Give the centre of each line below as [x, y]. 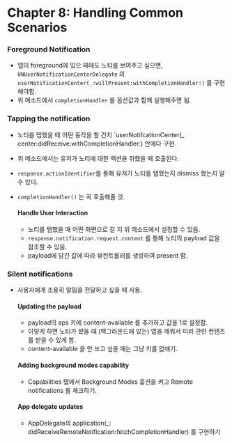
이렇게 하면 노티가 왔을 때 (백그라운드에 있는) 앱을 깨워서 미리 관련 [117, 332]
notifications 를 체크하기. [62, 390]
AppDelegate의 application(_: [69, 423]
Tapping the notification [49, 118]
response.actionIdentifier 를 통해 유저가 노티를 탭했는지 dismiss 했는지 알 [121, 173]
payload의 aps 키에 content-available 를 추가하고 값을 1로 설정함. [117, 322]
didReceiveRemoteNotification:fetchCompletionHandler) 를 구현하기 [124, 432]
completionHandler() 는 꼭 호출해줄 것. [71, 196]
